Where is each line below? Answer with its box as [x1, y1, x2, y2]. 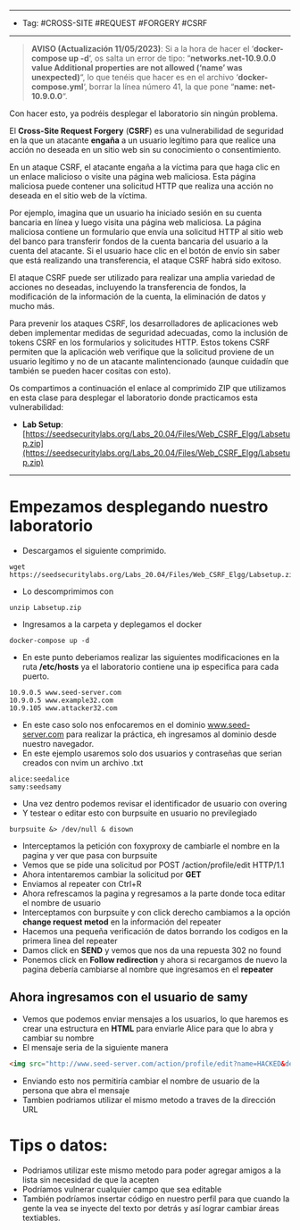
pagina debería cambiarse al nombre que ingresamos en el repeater [21, 964, 274, 975]
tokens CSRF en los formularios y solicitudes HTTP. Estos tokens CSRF [9, 337, 271, 347]
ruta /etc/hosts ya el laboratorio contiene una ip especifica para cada [21, 661, 279, 672]
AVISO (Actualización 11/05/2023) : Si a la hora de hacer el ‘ [30, 44, 254, 54]
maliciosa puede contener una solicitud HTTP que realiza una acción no [9, 180, 274, 191]
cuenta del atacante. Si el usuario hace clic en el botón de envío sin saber [9, 246, 280, 255]
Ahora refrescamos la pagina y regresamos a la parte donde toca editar [21, 888, 286, 899]
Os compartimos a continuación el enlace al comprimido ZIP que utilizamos [9, 383, 287, 393]
